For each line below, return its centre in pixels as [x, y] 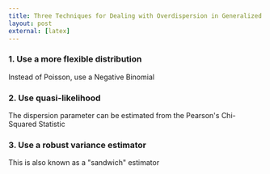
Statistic [52, 124]
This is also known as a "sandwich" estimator [84, 163]
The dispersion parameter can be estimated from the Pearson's [114, 115]
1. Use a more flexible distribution [75, 59]
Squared [23, 124]
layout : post [30, 23]
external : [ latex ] [39, 31]
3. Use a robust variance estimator [78, 145]
